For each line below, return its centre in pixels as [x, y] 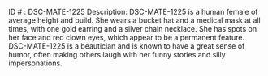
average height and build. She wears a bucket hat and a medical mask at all [135, 20]
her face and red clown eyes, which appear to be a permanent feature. [127, 37]
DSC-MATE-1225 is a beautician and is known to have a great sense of [127, 46]
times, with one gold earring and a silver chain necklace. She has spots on [133, 29]
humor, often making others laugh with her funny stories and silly [117, 55]
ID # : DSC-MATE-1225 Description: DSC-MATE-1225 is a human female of [133, 12]
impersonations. [35, 63]
